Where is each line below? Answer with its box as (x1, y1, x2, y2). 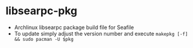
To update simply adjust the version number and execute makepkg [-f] (14, 30, 188, 37)
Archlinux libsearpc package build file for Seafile (14, 24, 134, 31)
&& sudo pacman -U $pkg (14, 36, 74, 42)
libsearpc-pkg (5, 4, 78, 18)
